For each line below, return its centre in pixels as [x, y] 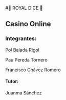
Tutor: [12, 82]
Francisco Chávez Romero [33, 70]
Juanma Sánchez [24, 93]
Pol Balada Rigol [23, 50]
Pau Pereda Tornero [26, 59]
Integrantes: [21, 38]
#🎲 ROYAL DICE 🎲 [24, 8]
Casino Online [28, 24]
